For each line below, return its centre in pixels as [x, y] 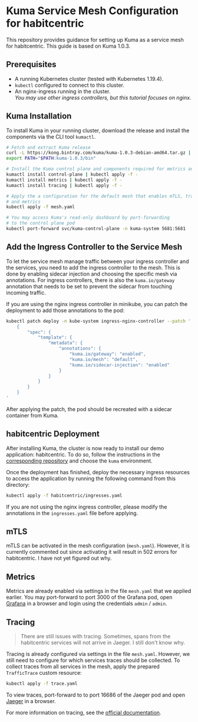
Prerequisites [31, 65]
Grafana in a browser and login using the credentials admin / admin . [87, 603]
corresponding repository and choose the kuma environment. [79, 461]
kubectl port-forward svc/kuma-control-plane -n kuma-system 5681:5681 [96, 229]
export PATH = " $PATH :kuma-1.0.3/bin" [51, 158]
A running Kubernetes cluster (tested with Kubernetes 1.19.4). [89, 78]
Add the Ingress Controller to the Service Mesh [94, 247]
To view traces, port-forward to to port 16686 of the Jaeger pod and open [96, 695]
